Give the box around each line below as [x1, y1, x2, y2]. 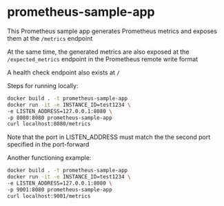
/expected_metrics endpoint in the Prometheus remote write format [7, 54, 198, 63]
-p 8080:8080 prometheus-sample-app [7, 114, 112, 121]
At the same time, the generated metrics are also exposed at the [7, 48, 190, 56]
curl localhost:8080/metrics [7, 121, 91, 127]
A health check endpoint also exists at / [7, 68, 121, 76]
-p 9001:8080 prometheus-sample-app [7, 186, 112, 193]
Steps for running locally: [7, 81, 79, 90]
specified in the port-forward [7, 141, 90, 149]
